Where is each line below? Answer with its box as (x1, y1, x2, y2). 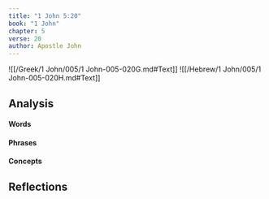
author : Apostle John (8, 42, 82, 50)
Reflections (8, 180, 68, 193)
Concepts (8, 156, 42, 167)
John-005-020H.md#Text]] (8, 73, 101, 83)
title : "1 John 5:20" (8, 11, 82, 20)
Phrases (8, 137, 37, 147)
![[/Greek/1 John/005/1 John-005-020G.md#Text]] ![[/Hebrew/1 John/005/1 (8, 64, 262, 74)
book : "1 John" (8, 19, 60, 28)
